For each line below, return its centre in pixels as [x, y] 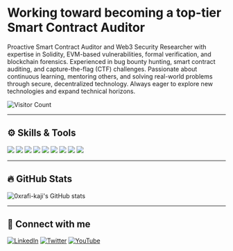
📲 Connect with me [49, 224]
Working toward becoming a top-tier [114, 13]
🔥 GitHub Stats [40, 179]
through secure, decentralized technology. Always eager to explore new [110, 83]
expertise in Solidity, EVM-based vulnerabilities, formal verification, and [109, 54]
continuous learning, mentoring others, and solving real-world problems [110, 76]
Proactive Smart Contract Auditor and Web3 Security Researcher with [107, 47]
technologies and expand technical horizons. [71, 91]
